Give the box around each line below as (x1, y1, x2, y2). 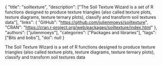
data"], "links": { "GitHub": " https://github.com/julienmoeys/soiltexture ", (5, 19, 148, 25)
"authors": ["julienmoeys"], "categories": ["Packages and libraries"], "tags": (5, 30, 157, 35)
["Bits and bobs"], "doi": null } (5, 35, 65, 40)
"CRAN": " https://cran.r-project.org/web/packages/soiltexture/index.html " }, (5, 25, 158, 30)
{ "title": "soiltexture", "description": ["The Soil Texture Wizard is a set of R (5, 4, 154, 10)
